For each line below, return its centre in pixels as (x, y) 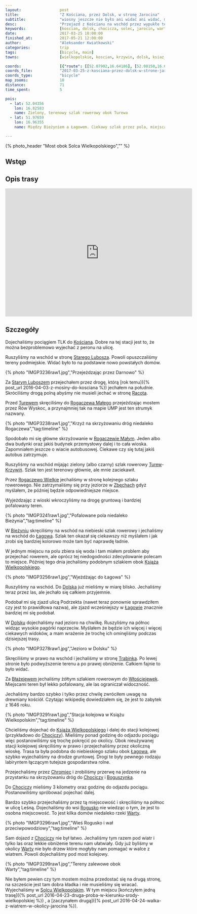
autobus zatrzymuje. (27, 454)
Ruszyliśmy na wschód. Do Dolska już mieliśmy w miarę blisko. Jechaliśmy (83, 587)
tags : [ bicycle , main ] (50, 52)
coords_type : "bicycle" (43, 76)
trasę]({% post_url (24, 895)
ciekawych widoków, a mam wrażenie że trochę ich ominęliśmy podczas (81, 633)
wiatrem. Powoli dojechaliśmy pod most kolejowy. (57, 854)
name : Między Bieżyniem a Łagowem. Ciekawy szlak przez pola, (81, 127)
